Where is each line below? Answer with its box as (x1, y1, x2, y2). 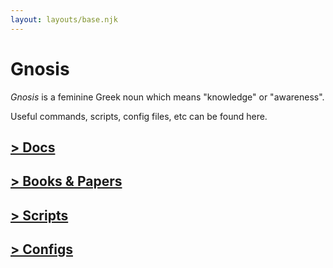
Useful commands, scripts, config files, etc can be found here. (10, 110, 268, 122)
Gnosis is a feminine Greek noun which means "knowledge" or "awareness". (10, 91, 325, 103)
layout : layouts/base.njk (10, 14, 118, 25)
